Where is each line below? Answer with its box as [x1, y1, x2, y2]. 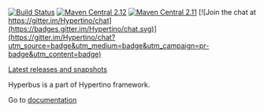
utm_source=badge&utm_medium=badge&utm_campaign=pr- [8, 41, 210, 50]
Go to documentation [8, 95, 77, 104]
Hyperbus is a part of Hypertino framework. [8, 80, 151, 89]
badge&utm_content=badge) [8, 50, 102, 58]
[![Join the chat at [198, 8, 256, 17]
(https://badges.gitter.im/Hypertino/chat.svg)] [8, 24, 158, 33]
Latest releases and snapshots [8, 65, 108, 74]
